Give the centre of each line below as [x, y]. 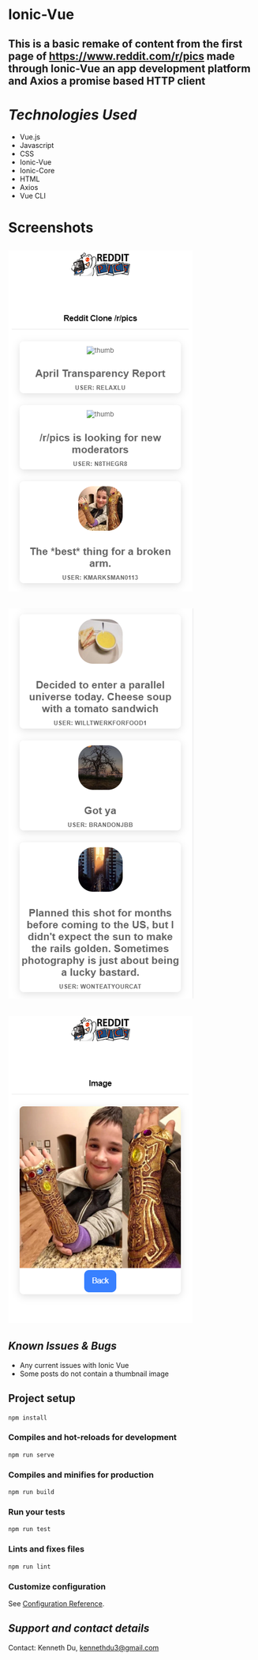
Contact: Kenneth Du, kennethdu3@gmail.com [84, 1647]
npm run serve [32, 1455]
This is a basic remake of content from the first [125, 44]
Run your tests [37, 1512]
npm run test [30, 1529]
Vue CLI [32, 195]
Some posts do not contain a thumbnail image [94, 1374]
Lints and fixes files [47, 1549]
